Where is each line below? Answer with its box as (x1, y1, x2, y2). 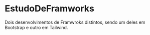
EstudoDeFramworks (5, 3, 95, 14)
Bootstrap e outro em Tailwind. (5, 24, 68, 30)
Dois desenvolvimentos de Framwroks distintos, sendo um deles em (5, 19, 145, 25)
